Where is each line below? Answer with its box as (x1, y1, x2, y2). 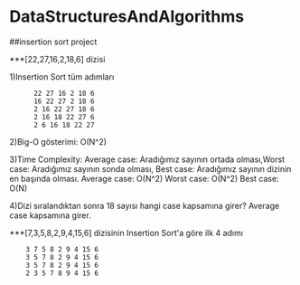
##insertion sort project (9, 36, 98, 47)
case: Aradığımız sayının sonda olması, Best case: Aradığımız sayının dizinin (9, 163, 292, 174)
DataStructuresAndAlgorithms (9, 6, 245, 27)
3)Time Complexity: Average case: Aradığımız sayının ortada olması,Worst (9, 154, 286, 165)
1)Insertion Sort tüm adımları (9, 71, 115, 82)
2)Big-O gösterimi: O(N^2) (9, 136, 107, 147)
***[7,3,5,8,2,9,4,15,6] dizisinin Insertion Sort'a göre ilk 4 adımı (9, 227, 244, 238)
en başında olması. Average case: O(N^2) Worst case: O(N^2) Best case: (9, 173, 279, 184)
